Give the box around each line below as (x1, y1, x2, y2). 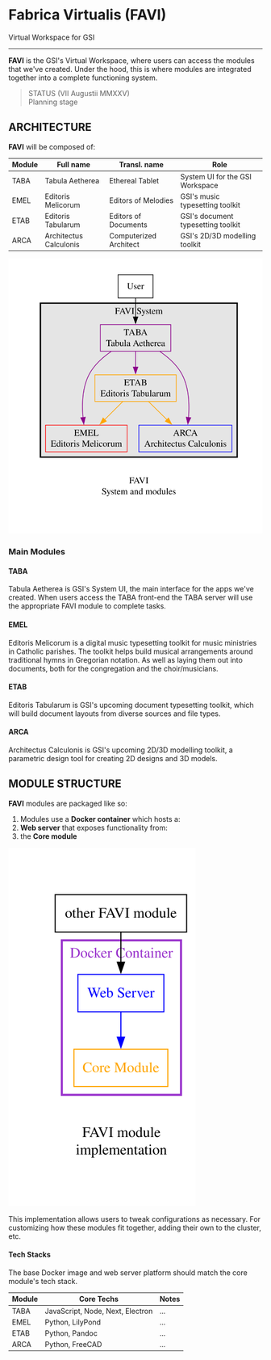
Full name (56, 160, 91, 170)
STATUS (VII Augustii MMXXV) (27, 88, 131, 98)
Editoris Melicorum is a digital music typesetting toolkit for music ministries (8, 638, 257, 647)
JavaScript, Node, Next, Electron (44, 1306, 153, 1316)
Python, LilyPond (44, 1317, 102, 1327)
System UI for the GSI (180, 171, 252, 181)
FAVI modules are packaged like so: (8, 798, 127, 808)
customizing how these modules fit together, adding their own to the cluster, (8, 1223, 262, 1232)
